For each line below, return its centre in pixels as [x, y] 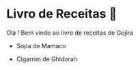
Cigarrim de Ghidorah [47, 59]
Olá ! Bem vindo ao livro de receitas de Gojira [70, 33]
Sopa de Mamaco [41, 46]
